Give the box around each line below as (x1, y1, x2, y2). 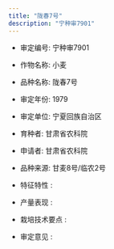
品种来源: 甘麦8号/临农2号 (19, 162, 107, 172)
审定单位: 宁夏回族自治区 (19, 111, 102, 121)
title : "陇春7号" (8, 11, 63, 20)
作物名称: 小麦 (19, 60, 67, 70)
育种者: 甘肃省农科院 (19, 129, 88, 138)
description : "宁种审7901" (8, 19, 95, 27)
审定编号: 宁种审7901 (19, 42, 90, 53)
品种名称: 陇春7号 (19, 77, 78, 87)
